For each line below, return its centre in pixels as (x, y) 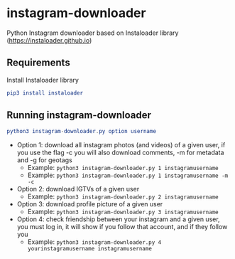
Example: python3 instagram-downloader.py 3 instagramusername (123, 212)
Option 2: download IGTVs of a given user (78, 189)
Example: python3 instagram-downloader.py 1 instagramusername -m (128, 175)
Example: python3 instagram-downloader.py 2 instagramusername (123, 196)
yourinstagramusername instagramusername (89, 249)
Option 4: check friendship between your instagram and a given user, (119, 219)
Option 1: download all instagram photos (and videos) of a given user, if (121, 145)
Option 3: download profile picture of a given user (90, 204)
